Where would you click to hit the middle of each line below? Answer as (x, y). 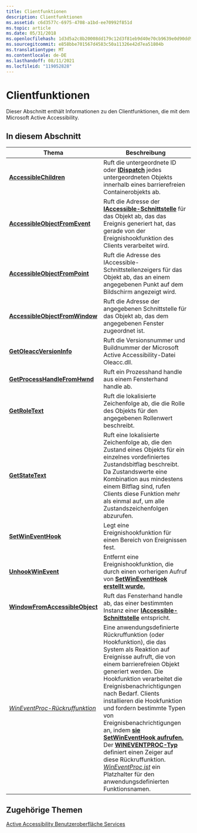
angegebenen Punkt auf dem (143, 284)
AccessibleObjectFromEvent (50, 224)
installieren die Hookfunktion (143, 701)
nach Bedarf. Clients (131, 694)
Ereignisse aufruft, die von (140, 657)
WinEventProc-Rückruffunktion (52, 708)
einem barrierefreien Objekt (142, 664)
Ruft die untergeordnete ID (140, 163)
